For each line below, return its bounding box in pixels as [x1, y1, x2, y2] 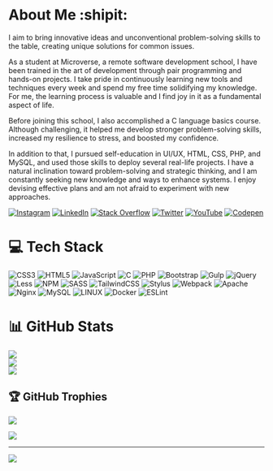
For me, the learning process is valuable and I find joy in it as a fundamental [8, 91, 262, 101]
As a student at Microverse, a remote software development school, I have [8, 57, 258, 67]
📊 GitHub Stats [8, 318, 115, 336]
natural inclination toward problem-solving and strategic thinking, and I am [8, 166, 258, 175]
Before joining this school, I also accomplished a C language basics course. [8, 115, 262, 125]
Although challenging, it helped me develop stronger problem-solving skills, [8, 124, 262, 134]
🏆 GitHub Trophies [8, 390, 108, 404]
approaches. [8, 192, 51, 201]
